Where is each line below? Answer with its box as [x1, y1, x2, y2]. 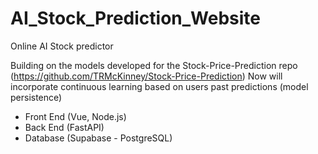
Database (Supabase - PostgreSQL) [24, 132, 173, 144]
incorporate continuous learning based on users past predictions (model [10, 80, 309, 92]
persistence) [10, 91, 63, 103]
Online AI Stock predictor [10, 40, 114, 52]
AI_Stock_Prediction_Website [10, 7, 262, 30]
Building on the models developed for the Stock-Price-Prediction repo [10, 59, 298, 71]
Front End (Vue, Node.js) [24, 110, 127, 122]
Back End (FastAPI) [24, 121, 105, 133]
